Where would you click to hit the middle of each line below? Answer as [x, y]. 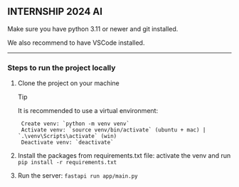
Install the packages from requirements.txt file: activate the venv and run [124, 156]
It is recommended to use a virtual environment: [88, 111]
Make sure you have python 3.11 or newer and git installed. [93, 28]
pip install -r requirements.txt [67, 163]
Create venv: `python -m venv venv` [75, 124]
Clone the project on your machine [68, 83]
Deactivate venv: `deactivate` [67, 143]
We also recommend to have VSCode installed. [76, 43]
